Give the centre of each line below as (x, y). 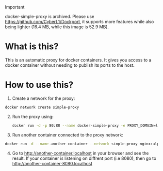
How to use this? (39, 85)
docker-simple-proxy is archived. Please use (50, 16)
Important (15, 7)
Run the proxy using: (33, 116)
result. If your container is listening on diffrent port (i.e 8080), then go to (84, 158)
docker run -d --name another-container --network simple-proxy (71, 144)
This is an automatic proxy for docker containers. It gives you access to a (78, 60)
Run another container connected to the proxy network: (68, 135)
